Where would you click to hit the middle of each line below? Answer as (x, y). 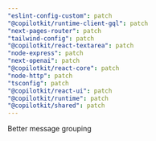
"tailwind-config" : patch (51, 38)
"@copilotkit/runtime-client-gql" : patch (78, 23)
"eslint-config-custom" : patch (60, 16)
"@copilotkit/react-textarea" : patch (71, 46)
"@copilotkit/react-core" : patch (64, 68)
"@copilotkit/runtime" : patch (58, 98)
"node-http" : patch (40, 76)
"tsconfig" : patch (38, 83)
